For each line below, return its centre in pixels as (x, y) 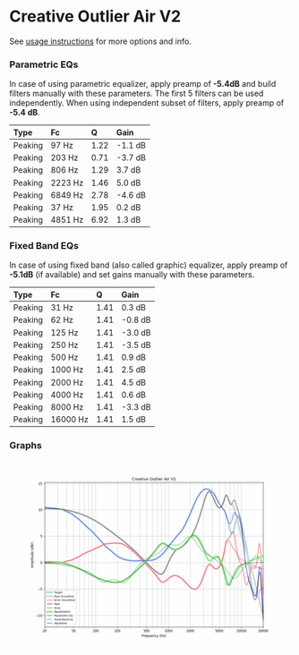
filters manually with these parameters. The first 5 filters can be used (137, 94)
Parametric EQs (44, 64)
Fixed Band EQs (44, 245)
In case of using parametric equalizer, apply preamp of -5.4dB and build (143, 84)
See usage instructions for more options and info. (101, 41)
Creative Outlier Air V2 (95, 17)
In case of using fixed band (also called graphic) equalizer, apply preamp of (149, 265)
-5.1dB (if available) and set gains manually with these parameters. (132, 275)
